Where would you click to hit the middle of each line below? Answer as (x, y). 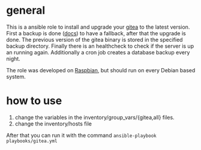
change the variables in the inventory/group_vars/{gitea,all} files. (95, 117)
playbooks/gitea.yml (32, 141)
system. (16, 76)
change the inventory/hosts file (53, 124)
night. (13, 59)
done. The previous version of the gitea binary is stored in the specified (94, 39)
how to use (34, 101)
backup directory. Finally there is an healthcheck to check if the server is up (100, 46)
